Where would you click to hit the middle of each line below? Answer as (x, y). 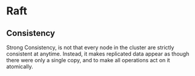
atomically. (20, 66)
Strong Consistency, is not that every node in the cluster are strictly (90, 47)
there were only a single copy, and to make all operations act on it (88, 60)
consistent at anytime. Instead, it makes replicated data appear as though (98, 54)
